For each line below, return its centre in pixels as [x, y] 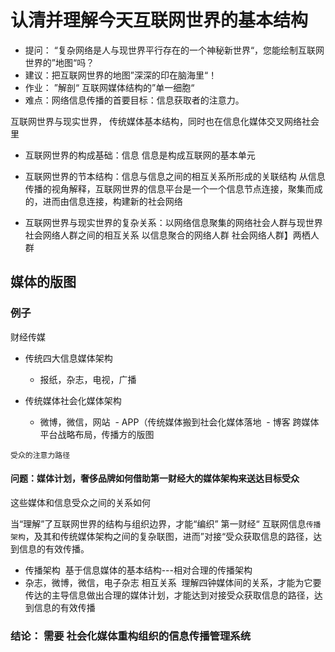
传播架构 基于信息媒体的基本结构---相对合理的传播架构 [138, 570]
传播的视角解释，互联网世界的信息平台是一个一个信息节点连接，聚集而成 [173, 188]
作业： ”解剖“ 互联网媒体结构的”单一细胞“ [109, 87]
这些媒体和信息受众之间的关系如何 [80, 502]
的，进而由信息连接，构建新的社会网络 [103, 201]
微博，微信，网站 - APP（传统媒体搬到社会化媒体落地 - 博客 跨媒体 [179, 422]
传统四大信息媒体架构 [68, 358]
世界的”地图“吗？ [59, 62]
